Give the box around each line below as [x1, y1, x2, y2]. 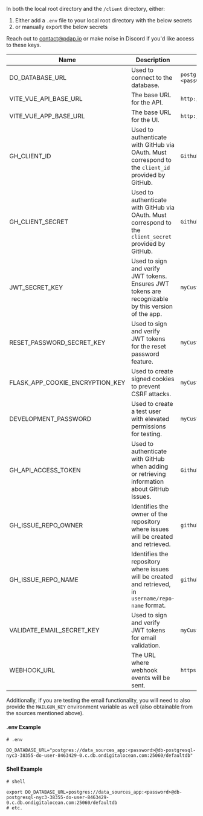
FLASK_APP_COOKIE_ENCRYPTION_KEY [9, 379, 126, 387]
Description [135, 56, 170, 64]
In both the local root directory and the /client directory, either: [6, 5, 165, 12]
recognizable [130, 295, 169, 303]
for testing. [130, 430, 162, 438]
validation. [130, 641, 161, 649]
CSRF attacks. [130, 390, 172, 398]
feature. [130, 358, 153, 365]
